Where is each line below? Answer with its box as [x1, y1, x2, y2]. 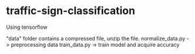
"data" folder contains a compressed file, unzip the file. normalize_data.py [6, 35, 186, 42]
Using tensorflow [6, 23, 48, 31]
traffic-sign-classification [6, 4, 136, 18]
